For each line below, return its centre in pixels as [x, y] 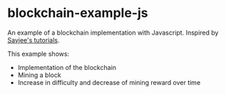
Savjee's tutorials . [34, 40]
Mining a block [40, 75]
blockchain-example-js [78, 13]
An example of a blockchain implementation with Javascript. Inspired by [113, 33]
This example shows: [38, 54]
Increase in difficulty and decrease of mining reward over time [109, 82]
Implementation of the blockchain [67, 67]
